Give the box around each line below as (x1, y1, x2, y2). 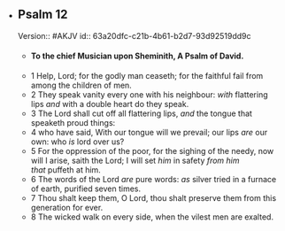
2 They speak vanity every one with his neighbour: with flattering (30, 89, 268, 100)
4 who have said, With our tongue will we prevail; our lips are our (30, 127, 268, 138)
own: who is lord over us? (30, 136, 125, 147)
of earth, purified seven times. (30, 183, 142, 194)
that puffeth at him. (30, 165, 102, 175)
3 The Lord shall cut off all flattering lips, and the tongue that (30, 108, 252, 119)
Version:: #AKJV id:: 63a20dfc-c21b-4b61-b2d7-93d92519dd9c (17, 30, 251, 41)
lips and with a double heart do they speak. (30, 99, 189, 110)
